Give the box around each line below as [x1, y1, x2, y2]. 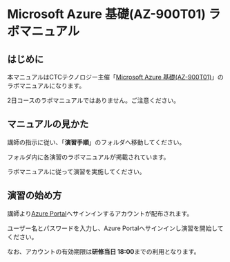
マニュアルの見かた [7, 118, 89, 130]
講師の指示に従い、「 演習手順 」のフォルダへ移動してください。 [7, 138, 186, 146]
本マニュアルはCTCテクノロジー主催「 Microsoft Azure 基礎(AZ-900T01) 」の [7, 73, 224, 81]
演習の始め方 [7, 189, 62, 201]
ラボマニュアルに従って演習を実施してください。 [7, 167, 146, 176]
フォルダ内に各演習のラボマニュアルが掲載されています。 [7, 153, 170, 161]
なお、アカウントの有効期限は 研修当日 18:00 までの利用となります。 [7, 247, 200, 256]
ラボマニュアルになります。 [7, 82, 86, 90]
